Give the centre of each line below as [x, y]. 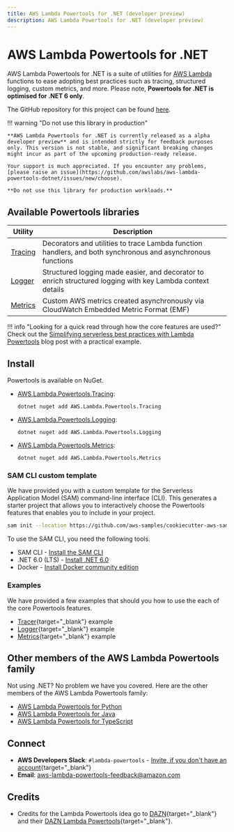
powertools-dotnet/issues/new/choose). [65, 178]
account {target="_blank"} [54, 768]
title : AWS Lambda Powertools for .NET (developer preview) [96, 14]
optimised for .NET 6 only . [46, 96]
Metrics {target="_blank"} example [67, 636]
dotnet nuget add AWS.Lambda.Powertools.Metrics [89, 458]
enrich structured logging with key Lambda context [126, 281]
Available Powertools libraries [73, 212]
